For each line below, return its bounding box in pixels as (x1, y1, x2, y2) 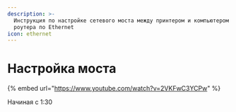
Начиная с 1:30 (7, 98, 53, 106)
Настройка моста (7, 61, 117, 77)
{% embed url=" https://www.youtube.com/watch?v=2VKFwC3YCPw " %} (7, 84, 221, 93)
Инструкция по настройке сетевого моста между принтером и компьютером (13, 17, 230, 24)
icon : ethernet (7, 30, 52, 38)
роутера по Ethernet (13, 23, 74, 30)
